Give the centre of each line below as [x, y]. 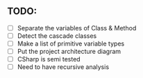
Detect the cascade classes [57, 36]
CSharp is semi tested [49, 59]
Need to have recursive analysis [63, 67]
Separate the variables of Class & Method [77, 28]
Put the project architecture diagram [69, 51]
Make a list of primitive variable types [71, 43]
